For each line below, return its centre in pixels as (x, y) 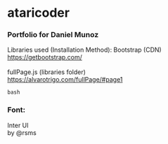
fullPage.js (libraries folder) (47, 72)
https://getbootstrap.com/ (45, 57)
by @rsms (22, 132)
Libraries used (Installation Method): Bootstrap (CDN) (84, 50)
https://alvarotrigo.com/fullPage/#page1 (65, 80)
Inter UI (18, 125)
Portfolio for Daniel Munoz (53, 35)
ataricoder (39, 13)
